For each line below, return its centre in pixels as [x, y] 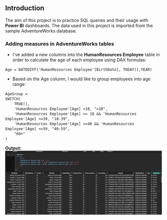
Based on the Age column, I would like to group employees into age [81, 79]
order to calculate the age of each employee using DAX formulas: [79, 60]
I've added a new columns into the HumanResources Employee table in [86, 55]
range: [19, 84]
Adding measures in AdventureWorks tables [60, 43]
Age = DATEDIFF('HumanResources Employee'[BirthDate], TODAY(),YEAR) [79, 70]
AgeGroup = [16, 94]
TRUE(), [22, 104]
